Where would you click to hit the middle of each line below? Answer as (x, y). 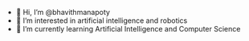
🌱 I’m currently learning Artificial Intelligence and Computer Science (128, 29)
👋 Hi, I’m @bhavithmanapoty (63, 12)
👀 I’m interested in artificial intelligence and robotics (102, 20)
